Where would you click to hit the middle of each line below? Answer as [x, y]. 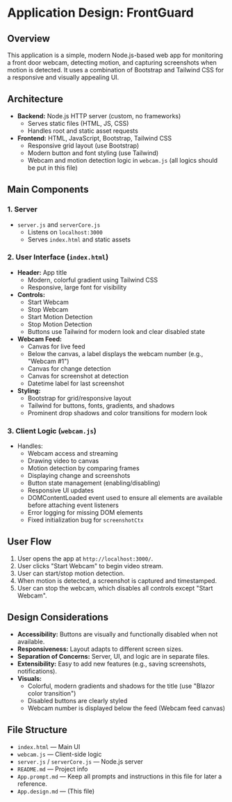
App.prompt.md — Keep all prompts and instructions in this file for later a [119, 776]
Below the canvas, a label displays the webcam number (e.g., [115, 353]
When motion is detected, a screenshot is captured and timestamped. [117, 580]
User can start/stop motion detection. [71, 573]
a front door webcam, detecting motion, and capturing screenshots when [112, 63]
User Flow [30, 542]
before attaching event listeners [73, 505]
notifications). [37, 671]
